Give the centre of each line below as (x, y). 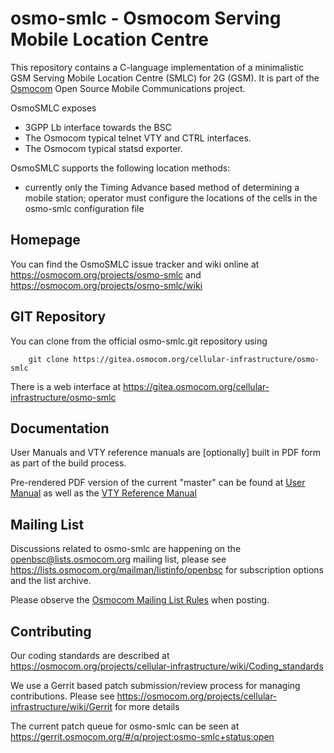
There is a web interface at (66, 386)
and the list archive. (51, 581)
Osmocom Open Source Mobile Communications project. (128, 88)
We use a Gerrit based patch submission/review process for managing (155, 685)
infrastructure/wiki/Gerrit (61, 706)
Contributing (51, 631)
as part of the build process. (68, 463)
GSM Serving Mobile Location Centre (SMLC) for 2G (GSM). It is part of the (165, 78)
